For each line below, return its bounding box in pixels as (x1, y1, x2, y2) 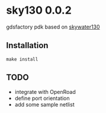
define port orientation (14, 95, 70, 102)
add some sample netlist (14, 101, 75, 108)
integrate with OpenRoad (14, 88, 76, 95)
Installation (6, 40, 49, 51)
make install (6, 56, 38, 62)
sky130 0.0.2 (6, 4, 72, 17)
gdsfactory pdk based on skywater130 (6, 23, 100, 30)
